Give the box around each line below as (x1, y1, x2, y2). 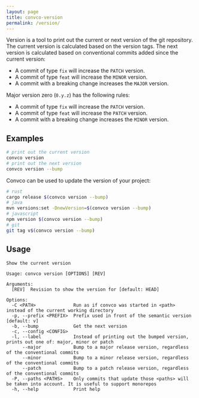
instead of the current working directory (6, 307, 114, 313)
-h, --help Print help (11, 386, 101, 392)
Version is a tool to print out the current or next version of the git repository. (6, 37, 193, 44)
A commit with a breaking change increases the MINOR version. (14, 116, 169, 123)
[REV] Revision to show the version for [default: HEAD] (11, 286, 160, 292)
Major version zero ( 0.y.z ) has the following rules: (6, 91, 130, 99)
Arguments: (6, 281, 34, 287)
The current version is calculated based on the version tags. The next (6, 43, 178, 50)
